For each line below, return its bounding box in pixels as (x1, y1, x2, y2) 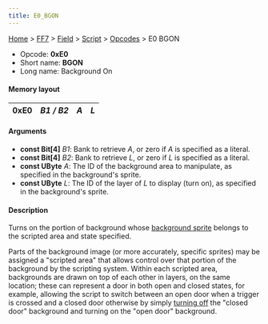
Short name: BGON (19, 58, 84, 67)
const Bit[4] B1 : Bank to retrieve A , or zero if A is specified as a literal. (19, 145, 250, 154)
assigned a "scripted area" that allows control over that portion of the (8, 255, 237, 265)
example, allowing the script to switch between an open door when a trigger (8, 290, 260, 299)
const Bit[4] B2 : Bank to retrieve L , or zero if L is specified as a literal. (19, 153, 250, 162)
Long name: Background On (19, 66, 113, 76)
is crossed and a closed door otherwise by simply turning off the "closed (8, 298, 248, 308)
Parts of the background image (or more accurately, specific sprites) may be (8, 247, 260, 257)
